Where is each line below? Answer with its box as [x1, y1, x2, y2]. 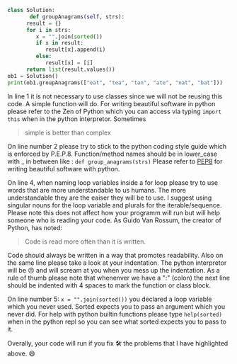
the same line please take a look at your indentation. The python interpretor [7, 258, 227, 267]
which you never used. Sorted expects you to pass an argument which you [7, 302, 225, 311]
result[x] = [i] [45, 59, 93, 67]
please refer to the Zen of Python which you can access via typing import [7, 107, 221, 115]
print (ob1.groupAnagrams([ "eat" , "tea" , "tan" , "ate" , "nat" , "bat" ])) [7, 79, 223, 86]
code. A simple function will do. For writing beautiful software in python [7, 99, 216, 108]
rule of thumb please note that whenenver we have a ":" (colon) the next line [7, 273, 230, 282]
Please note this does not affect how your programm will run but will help [7, 208, 221, 217]
